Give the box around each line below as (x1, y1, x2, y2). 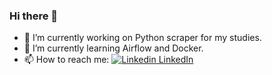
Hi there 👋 (9, 9, 59, 23)
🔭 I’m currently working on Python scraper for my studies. (23, 32, 262, 44)
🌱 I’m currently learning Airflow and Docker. (23, 42, 204, 54)
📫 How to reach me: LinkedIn (23, 54, 194, 66)
